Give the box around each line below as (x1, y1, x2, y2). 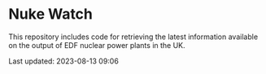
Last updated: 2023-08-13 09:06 (8, 56, 120, 66)
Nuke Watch (8, 5, 94, 24)
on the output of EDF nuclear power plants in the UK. (8, 40, 185, 50)
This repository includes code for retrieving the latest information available (8, 32, 259, 41)
